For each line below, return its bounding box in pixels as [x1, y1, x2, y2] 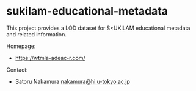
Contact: [6, 66, 29, 73]
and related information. [6, 30, 67, 38]
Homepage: [6, 42, 36, 50]
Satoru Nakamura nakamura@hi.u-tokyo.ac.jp [15, 78, 130, 85]
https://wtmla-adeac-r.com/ [15, 54, 85, 61]
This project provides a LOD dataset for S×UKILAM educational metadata [6, 24, 191, 32]
